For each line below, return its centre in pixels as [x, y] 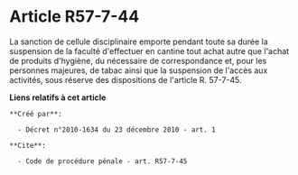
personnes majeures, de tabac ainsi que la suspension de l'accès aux [139, 70]
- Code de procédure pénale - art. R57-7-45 [102, 161]
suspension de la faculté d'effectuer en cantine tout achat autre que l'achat [149, 51]
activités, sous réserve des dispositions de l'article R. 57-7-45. [126, 79]
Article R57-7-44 [74, 17]
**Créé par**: [36, 114]
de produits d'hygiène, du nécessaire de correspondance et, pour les [138, 60]
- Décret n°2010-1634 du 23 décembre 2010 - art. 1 [117, 129]
